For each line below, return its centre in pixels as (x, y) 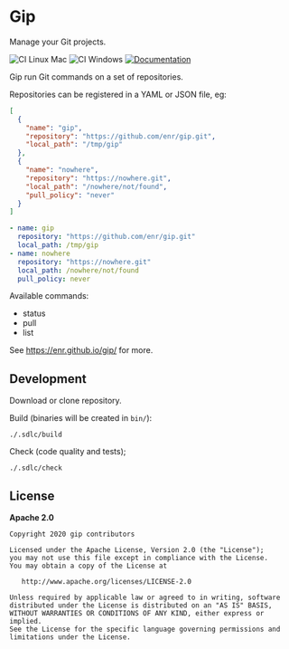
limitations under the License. (70, 637)
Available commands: (49, 296)
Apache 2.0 (32, 518)
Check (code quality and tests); (68, 452)
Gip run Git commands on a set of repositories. (96, 76)
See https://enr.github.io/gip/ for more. (81, 350)
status (34, 313)
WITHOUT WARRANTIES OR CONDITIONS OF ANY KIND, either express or (137, 614)
